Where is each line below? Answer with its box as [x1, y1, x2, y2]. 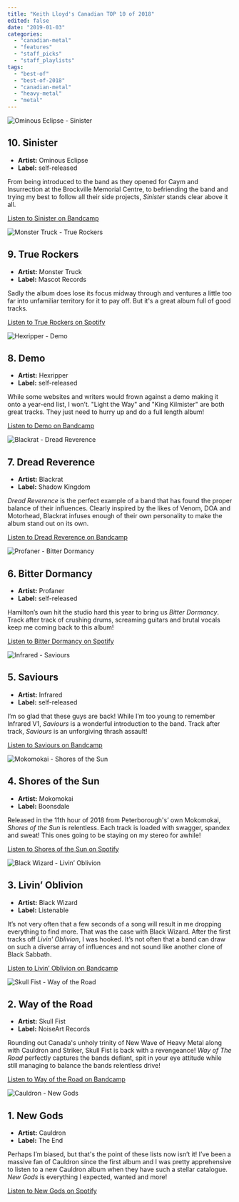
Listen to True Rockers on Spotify [7, 318, 106, 326]
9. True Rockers [7, 248, 79, 261]
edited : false [7, 17, 50, 24]
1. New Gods [7, 1109, 64, 1121]
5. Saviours [7, 672, 59, 684]
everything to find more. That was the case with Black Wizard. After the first [7, 927, 230, 936]
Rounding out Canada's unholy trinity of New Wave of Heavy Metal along [7, 1039, 223, 1047]
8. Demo [7, 353, 46, 365]
